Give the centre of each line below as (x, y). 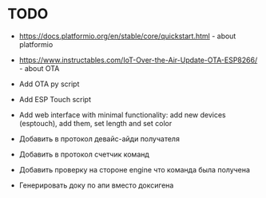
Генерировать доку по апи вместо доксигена (96, 185)
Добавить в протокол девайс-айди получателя (99, 139)
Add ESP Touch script (55, 99)
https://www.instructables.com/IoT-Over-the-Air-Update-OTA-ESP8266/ (138, 60)
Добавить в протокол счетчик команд (84, 154)
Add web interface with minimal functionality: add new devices (122, 115)
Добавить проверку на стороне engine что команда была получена (135, 169)
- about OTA (39, 68)
